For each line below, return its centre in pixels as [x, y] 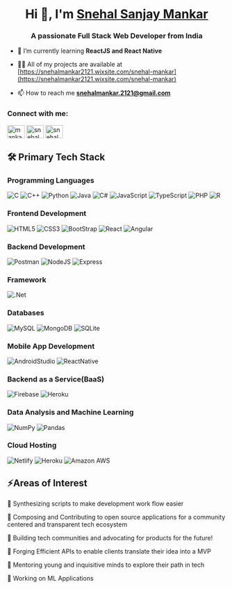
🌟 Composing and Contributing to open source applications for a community [116, 517]
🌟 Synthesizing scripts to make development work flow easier [96, 504]
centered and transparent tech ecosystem [67, 524]
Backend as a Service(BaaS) [56, 379]
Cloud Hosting [32, 445]
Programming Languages [51, 181]
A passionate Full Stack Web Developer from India [117, 36]
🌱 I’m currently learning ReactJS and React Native [89, 51]
